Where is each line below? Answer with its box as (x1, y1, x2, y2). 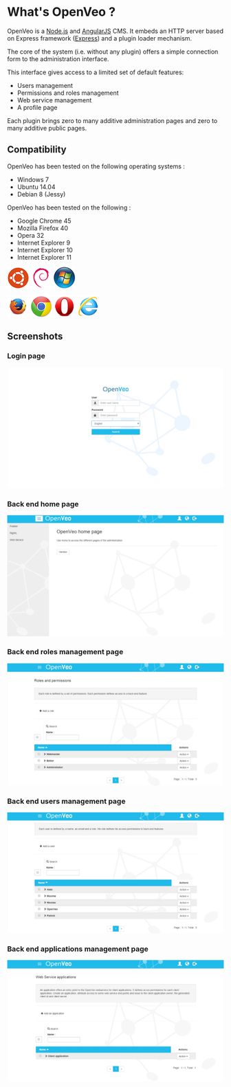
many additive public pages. (7, 124, 87, 132)
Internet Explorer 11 (16, 253, 72, 261)
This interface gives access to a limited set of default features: (7, 68, 184, 76)
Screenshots (7, 330, 63, 342)
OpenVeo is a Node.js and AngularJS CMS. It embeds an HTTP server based (7, 27, 223, 35)
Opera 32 (16, 231, 45, 239)
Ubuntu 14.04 (16, 183, 56, 191)
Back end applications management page (7, 944, 149, 954)
